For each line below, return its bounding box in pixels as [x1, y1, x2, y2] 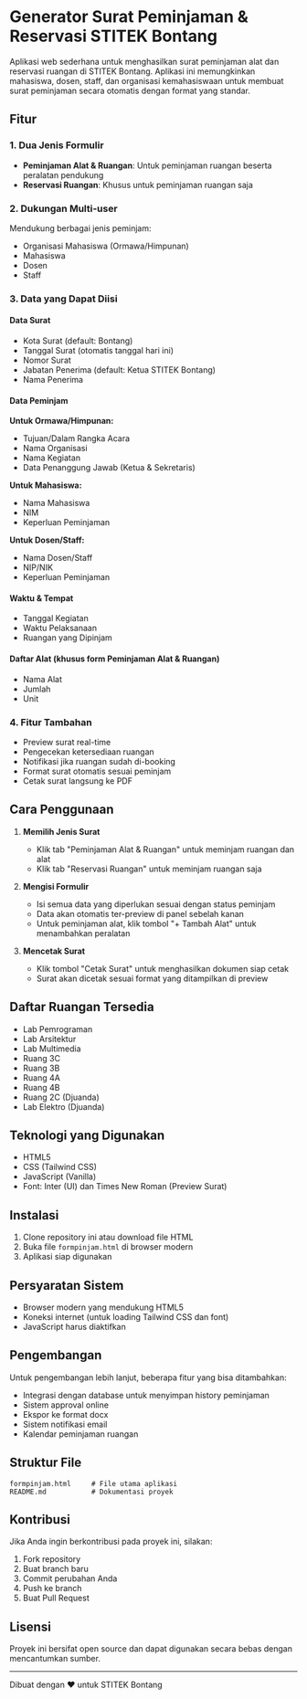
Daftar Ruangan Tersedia [9, 999, 154, 1015]
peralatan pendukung [22, 169, 104, 180]
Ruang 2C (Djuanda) [22, 1092, 100, 1103]
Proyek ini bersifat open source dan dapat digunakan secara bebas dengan [9, 1643, 292, 1654]
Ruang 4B [22, 1082, 60, 1092]
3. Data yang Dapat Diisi [9, 292, 118, 305]
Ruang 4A [22, 1071, 61, 1083]
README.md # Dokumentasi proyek [9, 1487, 174, 1496]
